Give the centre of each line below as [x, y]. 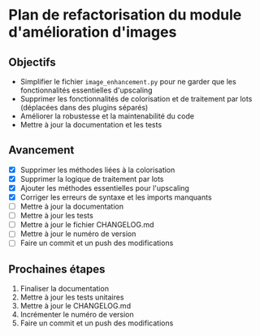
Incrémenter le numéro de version [77, 315]
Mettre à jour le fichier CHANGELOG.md [87, 225]
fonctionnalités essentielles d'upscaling [86, 90]
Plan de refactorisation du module [125, 15]
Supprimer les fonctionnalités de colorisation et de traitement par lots [136, 99]
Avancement [41, 151]
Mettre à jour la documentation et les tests [91, 125]
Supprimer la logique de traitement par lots [92, 179]
